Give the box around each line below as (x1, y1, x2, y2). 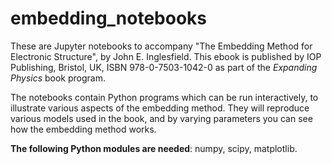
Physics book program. (10, 72, 107, 84)
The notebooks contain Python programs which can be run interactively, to (10, 91, 319, 103)
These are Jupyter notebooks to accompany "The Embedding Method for (10, 40, 313, 52)
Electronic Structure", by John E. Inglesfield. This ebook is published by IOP (10, 50, 322, 62)
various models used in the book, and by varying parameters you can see (10, 112, 313, 124)
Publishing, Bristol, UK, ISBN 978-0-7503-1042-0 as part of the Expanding (10, 61, 318, 73)
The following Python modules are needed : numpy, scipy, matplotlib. (10, 142, 298, 154)
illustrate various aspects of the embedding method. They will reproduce (10, 102, 310, 114)
